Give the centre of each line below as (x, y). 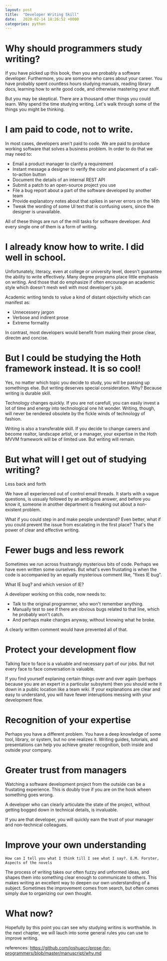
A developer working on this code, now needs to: (56, 594)
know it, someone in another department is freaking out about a (71, 504)
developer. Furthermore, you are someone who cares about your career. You (84, 79)
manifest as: (18, 302)
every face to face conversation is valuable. (50, 669)
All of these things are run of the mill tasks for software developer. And (78, 221)
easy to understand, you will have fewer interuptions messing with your (78, 695)
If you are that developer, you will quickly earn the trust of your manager (79, 819)
